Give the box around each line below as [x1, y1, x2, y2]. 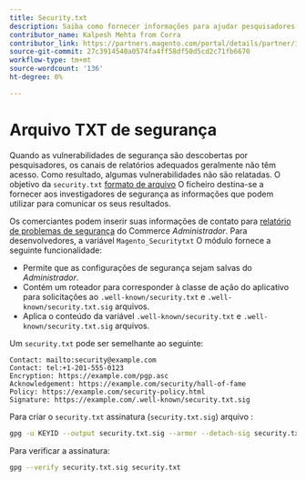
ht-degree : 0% [9, 73, 64, 82]
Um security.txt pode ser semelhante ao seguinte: [9, 337, 204, 348]
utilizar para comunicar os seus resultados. [9, 197, 171, 209]
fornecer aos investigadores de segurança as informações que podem [9, 188, 274, 199]
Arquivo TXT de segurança [9, 119, 218, 140]
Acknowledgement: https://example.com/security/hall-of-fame [9, 379, 247, 388]
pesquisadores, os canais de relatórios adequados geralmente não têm [9, 159, 276, 170]
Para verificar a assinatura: [9, 445, 111, 456]
